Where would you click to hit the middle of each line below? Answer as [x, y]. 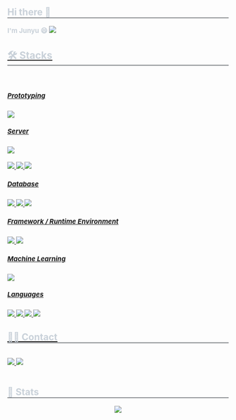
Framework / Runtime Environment [63, 222]
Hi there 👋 [29, 12]
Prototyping [26, 95]
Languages [26, 294]
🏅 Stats [23, 392]
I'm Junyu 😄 [27, 30]
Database [23, 184]
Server [18, 132]
